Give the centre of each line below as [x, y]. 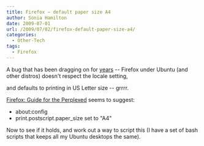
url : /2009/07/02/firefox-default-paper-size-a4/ [71, 29]
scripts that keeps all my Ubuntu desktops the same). [74, 136]
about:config [31, 112]
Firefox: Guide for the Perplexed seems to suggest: [70, 99]
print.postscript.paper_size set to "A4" [63, 118]
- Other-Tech [28, 40]
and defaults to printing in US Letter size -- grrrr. [68, 88]
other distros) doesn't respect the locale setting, [67, 76]
